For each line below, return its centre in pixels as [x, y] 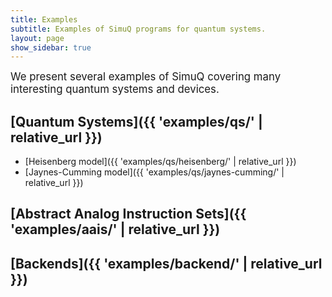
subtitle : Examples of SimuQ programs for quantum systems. [138, 29]
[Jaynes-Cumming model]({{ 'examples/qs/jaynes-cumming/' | [154, 172]
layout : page [37, 38]
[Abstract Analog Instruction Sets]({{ [128, 214]
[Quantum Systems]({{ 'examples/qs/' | [136, 121]
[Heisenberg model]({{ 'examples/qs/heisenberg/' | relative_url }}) [160, 162]
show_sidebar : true [51, 47]
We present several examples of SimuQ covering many [146, 77]
